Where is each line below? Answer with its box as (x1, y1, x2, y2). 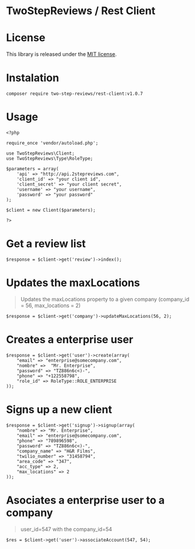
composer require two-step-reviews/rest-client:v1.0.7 (6, 91, 143, 97)
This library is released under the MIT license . (6, 51, 117, 58)
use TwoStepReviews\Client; (6, 150, 75, 156)
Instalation (6, 71, 59, 85)
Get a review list (6, 237, 86, 251)
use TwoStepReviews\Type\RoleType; (6, 156, 93, 162)
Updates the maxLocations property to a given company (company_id (20, 295, 190, 303)
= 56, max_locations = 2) (20, 302, 81, 309)
